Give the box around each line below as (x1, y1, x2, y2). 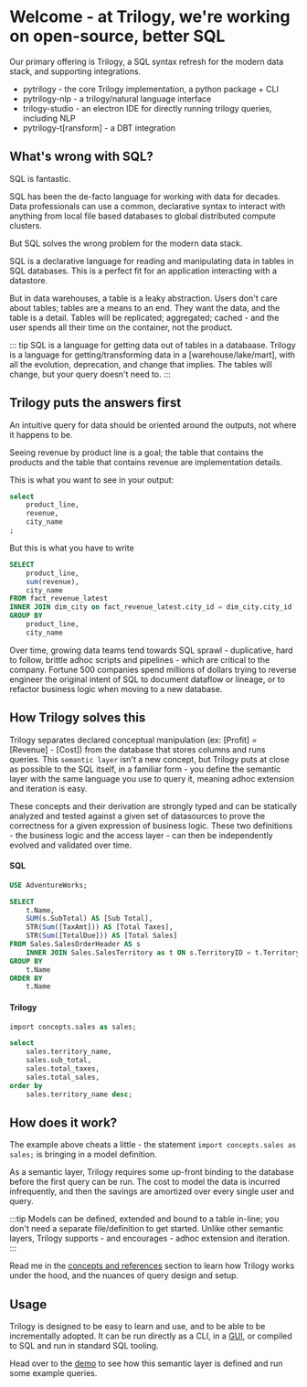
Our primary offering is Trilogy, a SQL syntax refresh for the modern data (9, 56, 284, 67)
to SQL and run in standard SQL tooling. (9, 1340, 159, 1351)
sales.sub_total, (26, 1056, 92, 1065)
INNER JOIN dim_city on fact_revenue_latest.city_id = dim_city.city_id (9, 603, 292, 612)
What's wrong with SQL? (9, 149, 153, 165)
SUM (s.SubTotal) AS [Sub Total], (26, 914, 153, 923)
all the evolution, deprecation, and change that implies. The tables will (9, 358, 272, 369)
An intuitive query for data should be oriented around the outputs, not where (9, 419, 297, 431)
